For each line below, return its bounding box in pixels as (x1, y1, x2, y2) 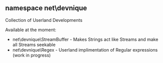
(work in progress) (12, 52, 51, 58)
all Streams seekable (12, 42, 56, 48)
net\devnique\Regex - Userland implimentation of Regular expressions (12, 47, 158, 53)
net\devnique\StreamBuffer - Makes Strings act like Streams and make (12, 36, 158, 42)
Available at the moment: (5, 27, 57, 33)
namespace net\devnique (5, 4, 87, 12)
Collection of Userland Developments (5, 17, 83, 23)
